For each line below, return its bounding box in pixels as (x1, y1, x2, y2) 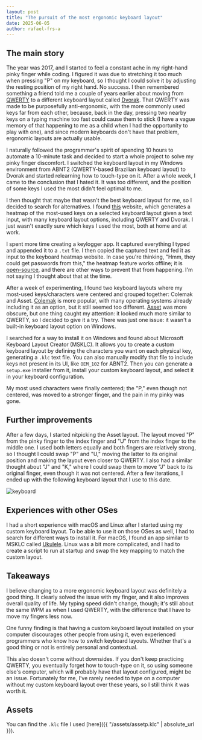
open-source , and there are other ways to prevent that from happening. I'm (6, 266, 193, 274)
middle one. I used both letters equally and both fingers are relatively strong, (6, 443, 197, 451)
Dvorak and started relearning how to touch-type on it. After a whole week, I (6, 172, 196, 179)
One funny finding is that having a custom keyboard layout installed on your (6, 624, 194, 631)
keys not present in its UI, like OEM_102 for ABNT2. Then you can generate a (6, 360, 193, 367)
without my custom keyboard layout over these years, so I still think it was (6, 681, 190, 688)
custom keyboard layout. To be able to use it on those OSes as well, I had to (6, 527, 195, 535)
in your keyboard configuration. (6, 373, 84, 381)
